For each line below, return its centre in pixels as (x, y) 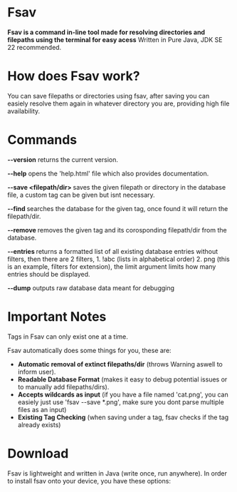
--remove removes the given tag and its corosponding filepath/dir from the (117, 230)
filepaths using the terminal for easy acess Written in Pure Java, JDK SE (115, 39)
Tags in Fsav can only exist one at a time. (68, 337)
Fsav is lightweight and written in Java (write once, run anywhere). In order (117, 473)
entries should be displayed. (49, 274)
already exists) (39, 424)
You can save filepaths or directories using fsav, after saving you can (109, 96)
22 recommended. (35, 47)
